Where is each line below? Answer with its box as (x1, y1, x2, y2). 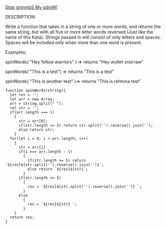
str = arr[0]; (18, 118, 48, 123)
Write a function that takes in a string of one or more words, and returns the (5, 23, 161, 29)
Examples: (5, 49, 26, 55)
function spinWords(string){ (5, 88, 66, 93)
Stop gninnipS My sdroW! (5, 4, 58, 10)
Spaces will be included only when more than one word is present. (5, 39, 142, 45)
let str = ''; (9, 105, 39, 110)
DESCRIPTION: (5, 14, 36, 19)
